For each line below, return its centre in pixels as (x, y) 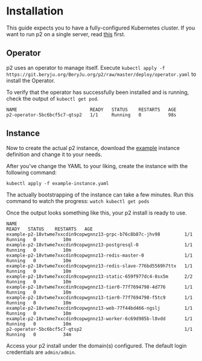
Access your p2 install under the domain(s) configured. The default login (96, 345)
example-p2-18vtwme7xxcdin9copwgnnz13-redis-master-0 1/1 (99, 255)
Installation (35, 11)
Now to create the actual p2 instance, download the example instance (93, 148)
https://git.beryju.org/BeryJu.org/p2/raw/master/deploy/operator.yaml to (101, 74)
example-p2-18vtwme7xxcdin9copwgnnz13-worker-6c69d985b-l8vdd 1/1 (99, 319)
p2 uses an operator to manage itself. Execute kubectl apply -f (86, 67)
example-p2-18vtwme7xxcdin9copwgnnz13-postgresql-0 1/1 (99, 245)
